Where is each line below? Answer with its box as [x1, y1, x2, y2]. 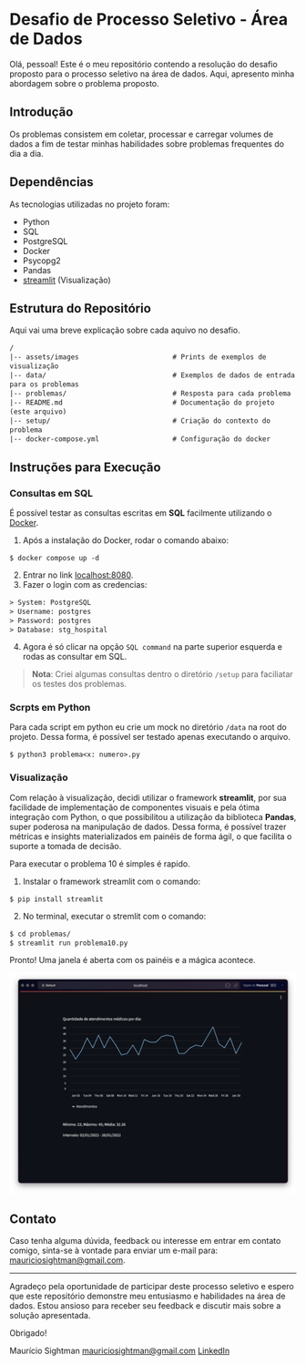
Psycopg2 [22, 255, 61, 266]
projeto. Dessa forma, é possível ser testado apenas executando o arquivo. [9, 732, 291, 743]
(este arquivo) [9, 407, 67, 416]
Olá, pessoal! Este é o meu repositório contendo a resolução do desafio [9, 58, 278, 69]
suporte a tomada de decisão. [9, 840, 122, 851]
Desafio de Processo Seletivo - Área [9, 9, 289, 30]
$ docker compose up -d [9, 554, 100, 563]
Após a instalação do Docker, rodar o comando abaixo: [22, 535, 229, 546]
